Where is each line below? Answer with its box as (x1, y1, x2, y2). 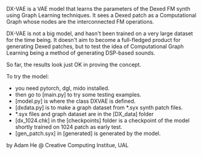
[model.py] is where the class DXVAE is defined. (15, 97, 136, 105)
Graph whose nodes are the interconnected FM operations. (6, 18, 155, 25)
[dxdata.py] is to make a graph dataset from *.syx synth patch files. (15, 104, 183, 111)
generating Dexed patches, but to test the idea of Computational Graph (6, 43, 184, 50)
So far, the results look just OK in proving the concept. (6, 61, 141, 68)
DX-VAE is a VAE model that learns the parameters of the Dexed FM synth (6, 5, 190, 12)
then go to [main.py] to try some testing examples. (15, 91, 141, 98)
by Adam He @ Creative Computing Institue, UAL (6, 142, 129, 148)
